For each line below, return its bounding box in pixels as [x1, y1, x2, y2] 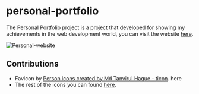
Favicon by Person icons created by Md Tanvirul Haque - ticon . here [14, 74, 182, 82]
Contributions [6, 59, 59, 69]
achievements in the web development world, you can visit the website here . [6, 30, 194, 37]
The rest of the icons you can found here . [14, 81, 117, 88]
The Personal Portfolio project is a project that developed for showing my [6, 24, 185, 31]
